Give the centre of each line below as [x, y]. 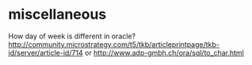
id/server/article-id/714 [46, 52]
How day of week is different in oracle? [72, 36]
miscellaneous [57, 14]
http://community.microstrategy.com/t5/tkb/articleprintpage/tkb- [114, 44]
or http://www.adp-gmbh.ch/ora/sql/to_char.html [164, 52]
